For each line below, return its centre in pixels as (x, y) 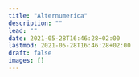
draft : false (30, 53)
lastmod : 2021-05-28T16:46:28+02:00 (69, 46)
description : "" (35, 23)
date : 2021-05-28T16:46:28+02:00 (64, 38)
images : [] (27, 61)
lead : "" (23, 30)
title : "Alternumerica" (48, 16)
